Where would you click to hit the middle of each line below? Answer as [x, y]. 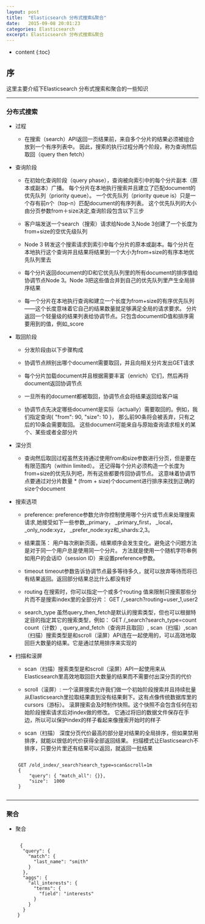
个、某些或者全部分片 [51, 432]
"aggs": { [35, 878]
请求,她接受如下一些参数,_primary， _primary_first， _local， [100, 522]
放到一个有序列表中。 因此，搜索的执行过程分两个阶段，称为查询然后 [110, 147]
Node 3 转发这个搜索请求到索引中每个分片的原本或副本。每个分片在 [109, 244]
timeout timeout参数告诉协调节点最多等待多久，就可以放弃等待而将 [108, 571]
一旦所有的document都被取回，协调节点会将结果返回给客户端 [101, 396]
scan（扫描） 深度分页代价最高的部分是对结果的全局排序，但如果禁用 [111, 733]
